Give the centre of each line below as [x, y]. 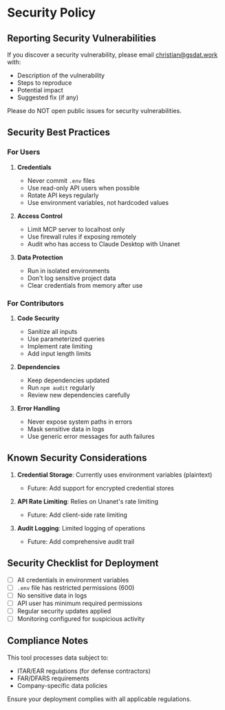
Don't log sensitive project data [72, 278]
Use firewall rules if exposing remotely [82, 237]
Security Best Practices [59, 132]
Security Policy [52, 13]
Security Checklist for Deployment [83, 563]
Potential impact [40, 90]
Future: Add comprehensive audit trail [81, 541]
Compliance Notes [47, 641]
